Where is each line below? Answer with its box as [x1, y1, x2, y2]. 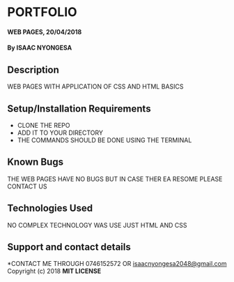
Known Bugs [7, 156, 64, 168]
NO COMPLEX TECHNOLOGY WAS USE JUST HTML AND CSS [7, 221, 187, 229]
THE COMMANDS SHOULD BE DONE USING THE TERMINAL [17, 136, 192, 144]
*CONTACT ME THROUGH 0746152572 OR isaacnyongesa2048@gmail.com [7, 260, 227, 268]
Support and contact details [7, 242, 131, 253]
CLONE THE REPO [17, 121, 71, 129]
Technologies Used [7, 202, 93, 214]
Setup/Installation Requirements [7, 103, 151, 114]
